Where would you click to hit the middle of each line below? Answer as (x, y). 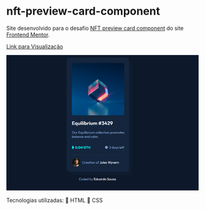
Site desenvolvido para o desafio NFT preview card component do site (95, 28)
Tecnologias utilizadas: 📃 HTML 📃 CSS (55, 200)
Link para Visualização (35, 46)
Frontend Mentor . (28, 34)
